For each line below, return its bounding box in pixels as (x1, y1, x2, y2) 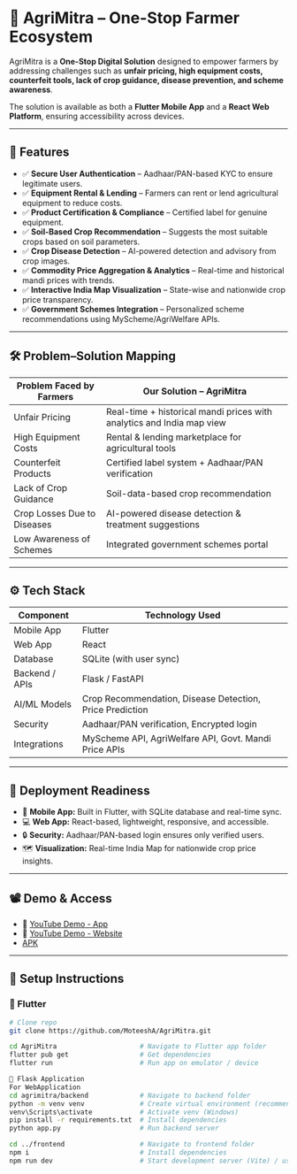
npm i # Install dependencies (9, 1148, 227, 1157)
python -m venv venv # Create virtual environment (9, 1099, 251, 1109)
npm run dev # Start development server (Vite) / (9, 1156, 278, 1165)
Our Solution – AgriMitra (142, 385, 247, 397)
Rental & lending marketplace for (105, 431, 241, 443)
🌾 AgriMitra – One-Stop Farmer (9, 8, 240, 28)
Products (13, 467, 51, 480)
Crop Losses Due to (13, 507, 96, 519)
